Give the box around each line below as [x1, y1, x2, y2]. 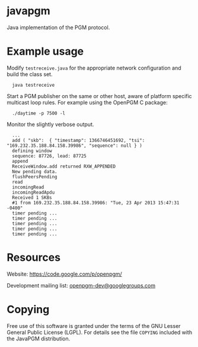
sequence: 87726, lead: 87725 [12, 153, 87, 159]
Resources [7, 251, 61, 264]
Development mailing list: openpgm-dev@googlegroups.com [7, 282, 156, 289]
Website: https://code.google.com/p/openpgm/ [7, 270, 122, 277]
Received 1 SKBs [12, 194, 52, 200]
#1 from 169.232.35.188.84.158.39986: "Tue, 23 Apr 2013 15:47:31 [12, 200, 180, 206]
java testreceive [12, 82, 55, 88]
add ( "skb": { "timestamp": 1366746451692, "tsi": [12, 137, 145, 143]
